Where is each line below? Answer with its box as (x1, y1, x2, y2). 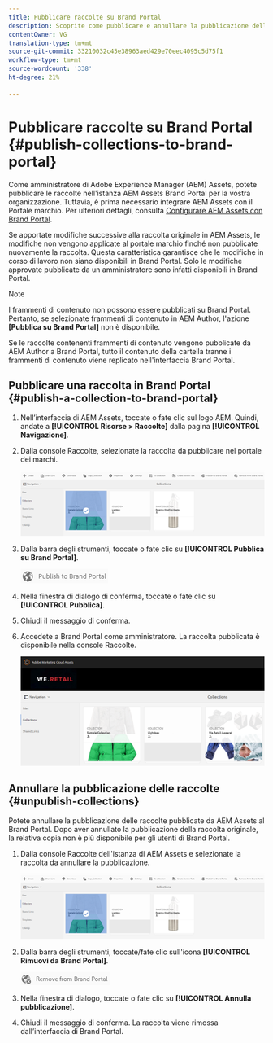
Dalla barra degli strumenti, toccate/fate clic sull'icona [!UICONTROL (19, 947, 250, 957)
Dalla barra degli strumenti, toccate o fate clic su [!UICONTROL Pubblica (19, 544, 265, 554)
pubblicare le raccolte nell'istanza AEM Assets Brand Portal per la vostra (8, 188, 251, 198)
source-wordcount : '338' (8, 65, 93, 73)
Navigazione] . (19, 430, 69, 440)
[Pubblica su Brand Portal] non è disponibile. (8, 322, 161, 331)
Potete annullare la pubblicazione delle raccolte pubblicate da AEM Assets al (8, 816, 265, 826)
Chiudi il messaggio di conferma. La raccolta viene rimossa (19, 1018, 219, 1028)
